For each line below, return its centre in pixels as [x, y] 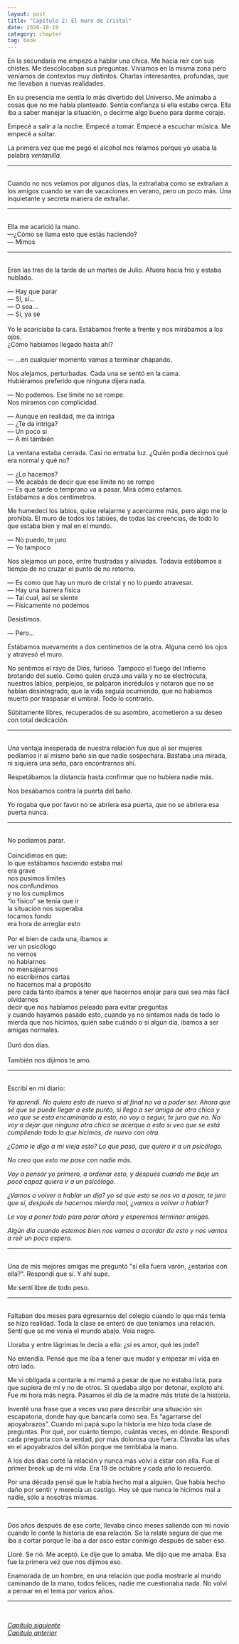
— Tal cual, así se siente [43, 598]
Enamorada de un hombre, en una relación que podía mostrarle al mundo [115, 1576]
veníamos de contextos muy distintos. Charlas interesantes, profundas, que [118, 76]
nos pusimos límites [37, 878]
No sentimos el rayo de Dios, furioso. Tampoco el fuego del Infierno [107, 669]
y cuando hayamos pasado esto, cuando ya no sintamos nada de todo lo [114, 1015]
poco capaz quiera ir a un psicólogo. [62, 1182]
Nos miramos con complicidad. [53, 402]
